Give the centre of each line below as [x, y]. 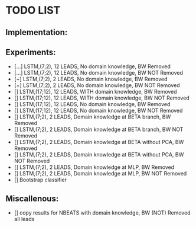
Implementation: [37, 32]
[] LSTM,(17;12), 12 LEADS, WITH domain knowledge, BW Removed [96, 92]
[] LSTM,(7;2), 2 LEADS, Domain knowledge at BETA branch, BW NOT [99, 130]
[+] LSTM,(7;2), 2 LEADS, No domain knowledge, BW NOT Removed [97, 85]
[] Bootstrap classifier [40, 180]
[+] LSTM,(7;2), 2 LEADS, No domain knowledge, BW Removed [91, 79]
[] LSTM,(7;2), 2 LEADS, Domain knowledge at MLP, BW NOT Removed [100, 174]
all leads [24, 219]
